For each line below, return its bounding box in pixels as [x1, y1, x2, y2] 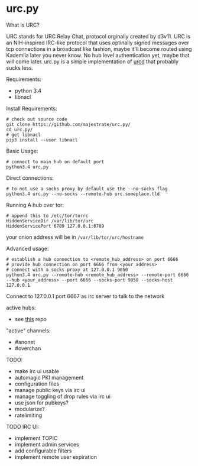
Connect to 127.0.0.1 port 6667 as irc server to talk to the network [6, 292, 165, 300]
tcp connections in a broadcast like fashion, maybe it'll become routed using [6, 45, 192, 52]
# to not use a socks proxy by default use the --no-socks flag [6, 186, 168, 192]
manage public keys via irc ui [14, 386, 86, 393]
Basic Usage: [6, 147, 38, 154]
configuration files [14, 380, 60, 387]
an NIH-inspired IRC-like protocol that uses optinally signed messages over [6, 39, 189, 46]
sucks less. [6, 64, 34, 71]
